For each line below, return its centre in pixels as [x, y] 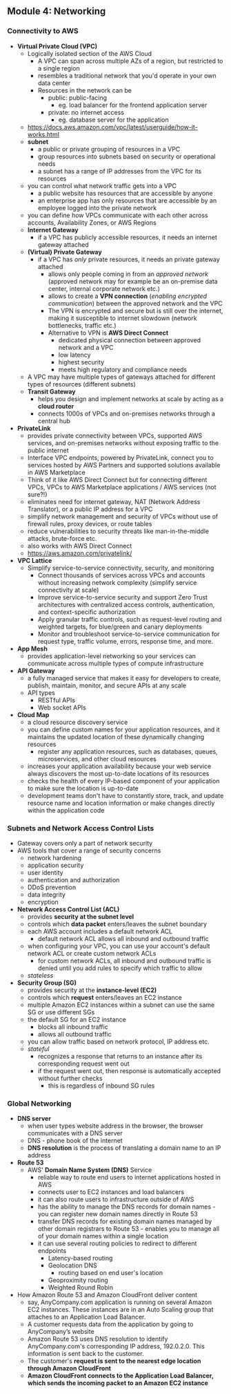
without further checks [70, 1078]
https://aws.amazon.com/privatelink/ [80, 553]
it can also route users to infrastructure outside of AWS [116, 1200]
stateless [40, 975]
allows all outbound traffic [74, 1034]
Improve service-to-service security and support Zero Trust [123, 597]
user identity [45, 872]
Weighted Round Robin [81, 1288]
